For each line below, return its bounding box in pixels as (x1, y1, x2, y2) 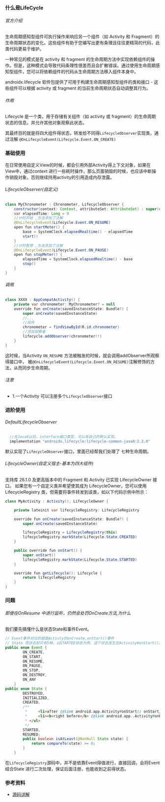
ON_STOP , (23, 668, 41, 673)
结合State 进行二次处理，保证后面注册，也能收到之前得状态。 (5, 766, 129, 772)
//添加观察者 (23, 329, 46, 334)
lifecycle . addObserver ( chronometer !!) (23, 334, 102, 339)
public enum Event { (5, 645, 48, 650)
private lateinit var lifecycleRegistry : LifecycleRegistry (14, 507, 139, 512)
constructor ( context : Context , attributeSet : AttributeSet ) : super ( (14, 207, 160, 211)
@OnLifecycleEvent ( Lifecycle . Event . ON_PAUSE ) (14, 247, 109, 253)
